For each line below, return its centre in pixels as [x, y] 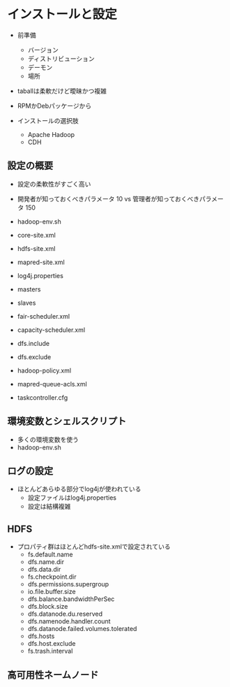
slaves [26, 303]
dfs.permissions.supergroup [68, 584]
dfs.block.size [48, 607]
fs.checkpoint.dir [52, 577]
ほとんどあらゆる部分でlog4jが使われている [79, 489]
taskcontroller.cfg [43, 397]
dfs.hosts [41, 636]
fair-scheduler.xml [44, 316]
